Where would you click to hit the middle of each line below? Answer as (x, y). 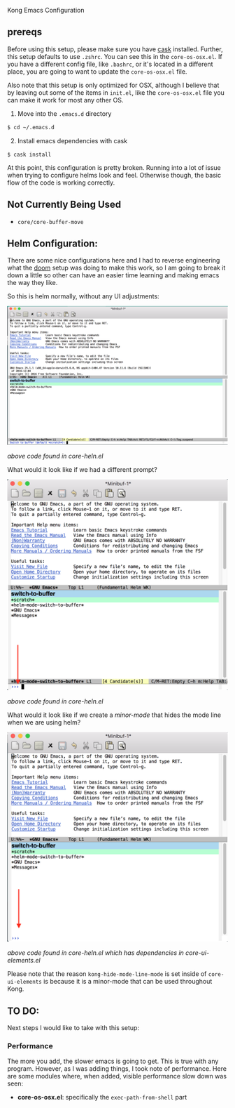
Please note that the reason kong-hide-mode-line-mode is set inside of (107, 974)
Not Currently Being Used (64, 205)
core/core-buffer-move (50, 222)
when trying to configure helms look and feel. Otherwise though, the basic (114, 175)
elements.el (24, 961)
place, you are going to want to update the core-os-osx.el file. (97, 71)
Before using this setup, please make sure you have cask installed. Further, (115, 49)
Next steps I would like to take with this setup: (73, 1027)
